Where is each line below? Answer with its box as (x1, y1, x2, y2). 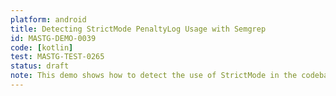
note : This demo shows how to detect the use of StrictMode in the (10, 71, 298, 81)
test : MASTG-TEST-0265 (10, 52, 105, 62)
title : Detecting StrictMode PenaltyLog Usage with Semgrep (10, 24, 267, 34)
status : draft (10, 61, 70, 71)
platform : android (10, 14, 87, 25)
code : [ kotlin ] (10, 42, 74, 53)
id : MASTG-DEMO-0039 (10, 33, 97, 43)
